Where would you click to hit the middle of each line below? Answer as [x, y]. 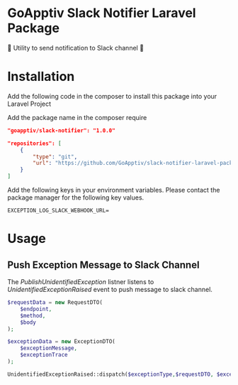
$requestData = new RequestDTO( [55, 303]
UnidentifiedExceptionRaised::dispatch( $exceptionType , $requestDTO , [110, 374]
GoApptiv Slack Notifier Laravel [102, 13]
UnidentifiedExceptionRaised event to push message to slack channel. [110, 289]
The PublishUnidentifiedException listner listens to [81, 282]
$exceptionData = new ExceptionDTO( [61, 342]
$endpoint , [36, 309]
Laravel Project [29, 104]
